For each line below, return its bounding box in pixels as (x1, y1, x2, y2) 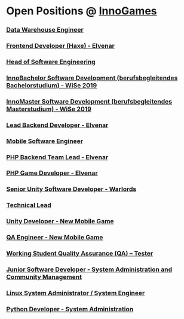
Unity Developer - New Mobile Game (6, 217, 115, 226)
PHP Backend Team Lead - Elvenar (6, 153, 109, 161)
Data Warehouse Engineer (6, 26, 84, 34)
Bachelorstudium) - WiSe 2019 (6, 81, 97, 89)
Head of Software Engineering (6, 57, 96, 66)
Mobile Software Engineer (6, 136, 84, 145)
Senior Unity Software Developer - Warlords (6, 185, 137, 193)
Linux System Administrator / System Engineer (6, 288, 145, 297)
